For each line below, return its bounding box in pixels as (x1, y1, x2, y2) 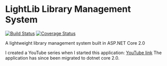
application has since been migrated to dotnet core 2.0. (5, 55, 120, 61)
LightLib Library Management (5, 3, 131, 15)
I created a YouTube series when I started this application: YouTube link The (5, 50, 162, 56)
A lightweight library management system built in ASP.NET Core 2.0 (5, 40, 145, 46)
